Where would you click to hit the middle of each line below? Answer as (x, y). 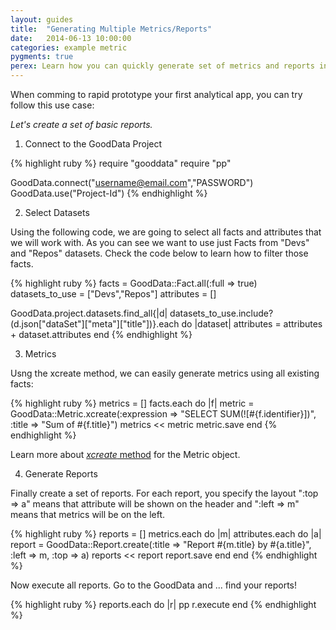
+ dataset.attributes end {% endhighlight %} (101, 334)
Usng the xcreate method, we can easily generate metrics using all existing (165, 373)
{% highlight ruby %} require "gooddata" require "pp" (121, 163)
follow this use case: (52, 105)
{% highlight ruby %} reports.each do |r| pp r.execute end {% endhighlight (163, 604)
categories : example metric (69, 47)
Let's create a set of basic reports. (81, 124)
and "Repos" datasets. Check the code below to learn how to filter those (159, 253)
